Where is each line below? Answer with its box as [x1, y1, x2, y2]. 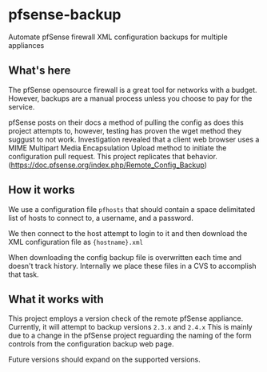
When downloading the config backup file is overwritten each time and [8, 252, 242, 262]
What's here [8, 64, 71, 78]
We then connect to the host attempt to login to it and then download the [8, 228, 248, 238]
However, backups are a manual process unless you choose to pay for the [8, 94, 253, 103]
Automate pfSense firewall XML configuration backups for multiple [8, 32, 228, 42]
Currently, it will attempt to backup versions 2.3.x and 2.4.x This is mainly [8, 322, 253, 332]
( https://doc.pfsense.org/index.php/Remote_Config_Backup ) [8, 160, 208, 170]
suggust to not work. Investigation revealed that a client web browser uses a [8, 134, 260, 144]
